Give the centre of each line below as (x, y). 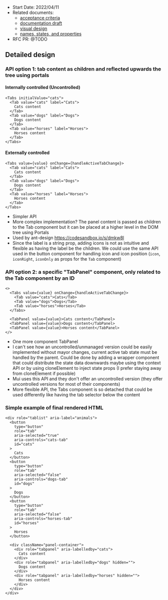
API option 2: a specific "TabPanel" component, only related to (83, 272)
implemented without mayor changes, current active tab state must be (85, 352)
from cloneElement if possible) (44, 374)
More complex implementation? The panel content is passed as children (86, 222)
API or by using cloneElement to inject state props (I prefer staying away (87, 368)
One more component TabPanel (45, 342)
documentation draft (41, 23)
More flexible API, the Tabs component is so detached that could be (82, 389)
